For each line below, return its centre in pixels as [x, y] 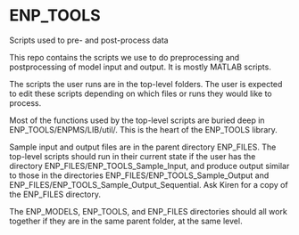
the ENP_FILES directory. [55, 194]
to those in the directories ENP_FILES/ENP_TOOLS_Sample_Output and [139, 175]
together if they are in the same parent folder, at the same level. [126, 221]
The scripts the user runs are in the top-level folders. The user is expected [146, 84]
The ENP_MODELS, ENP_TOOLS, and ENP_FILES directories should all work [148, 211]
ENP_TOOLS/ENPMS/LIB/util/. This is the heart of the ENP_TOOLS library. [144, 129]
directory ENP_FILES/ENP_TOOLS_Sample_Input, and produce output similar [149, 166]
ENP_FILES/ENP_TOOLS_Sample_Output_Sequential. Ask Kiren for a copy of [149, 184]
